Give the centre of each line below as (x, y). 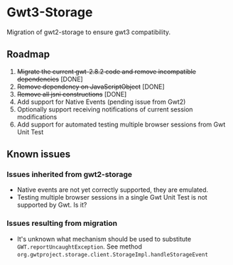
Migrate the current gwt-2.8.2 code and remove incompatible (107, 71)
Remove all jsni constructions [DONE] (72, 94)
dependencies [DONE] (50, 79)
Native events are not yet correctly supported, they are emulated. (113, 190)
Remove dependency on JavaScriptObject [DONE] (91, 87)
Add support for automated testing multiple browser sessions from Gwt (121, 124)
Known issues (39, 155)
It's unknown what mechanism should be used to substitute (104, 239)
